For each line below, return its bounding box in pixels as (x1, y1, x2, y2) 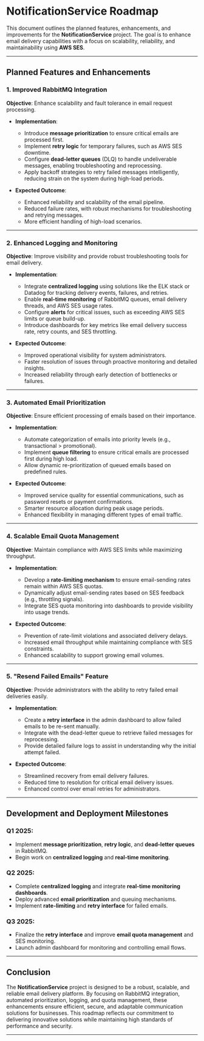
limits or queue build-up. (24, 315, 86, 322)
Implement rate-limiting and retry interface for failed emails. (15, 902, 168, 909)
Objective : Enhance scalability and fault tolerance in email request (6, 99, 173, 107)
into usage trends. (24, 608, 70, 616)
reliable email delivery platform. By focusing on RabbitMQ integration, (6, 990, 180, 997)
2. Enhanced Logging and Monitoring (6, 239, 118, 247)
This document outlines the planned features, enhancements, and (6, 24, 171, 32)
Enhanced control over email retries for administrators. (24, 785, 161, 792)
